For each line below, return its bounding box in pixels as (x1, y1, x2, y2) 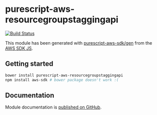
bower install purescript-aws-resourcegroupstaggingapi (5, 73, 123, 78)
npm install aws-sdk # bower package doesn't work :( (5, 77, 119, 82)
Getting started (5, 59, 54, 68)
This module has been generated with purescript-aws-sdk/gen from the (5, 40, 153, 46)
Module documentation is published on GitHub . (5, 104, 102, 110)
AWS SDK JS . (5, 45, 33, 51)
